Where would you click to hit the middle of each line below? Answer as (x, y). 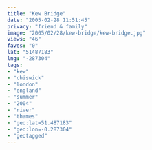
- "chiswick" (26, 78)
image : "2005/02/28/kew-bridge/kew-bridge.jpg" (77, 33)
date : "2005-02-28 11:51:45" (49, 20)
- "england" (24, 91)
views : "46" (24, 39)
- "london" (23, 84)
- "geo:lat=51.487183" (40, 123)
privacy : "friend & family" (47, 26)
